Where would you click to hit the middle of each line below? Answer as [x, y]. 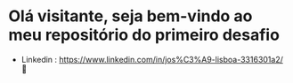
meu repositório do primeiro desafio [144, 35]
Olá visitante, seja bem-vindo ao [130, 16]
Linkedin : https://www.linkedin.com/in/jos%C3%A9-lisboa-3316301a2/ [152, 59]
